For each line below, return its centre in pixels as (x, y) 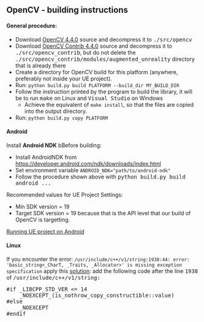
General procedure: (32, 25)
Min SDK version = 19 (42, 206)
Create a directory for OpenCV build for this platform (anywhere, (96, 72)
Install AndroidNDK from (46, 157)
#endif (16, 314)
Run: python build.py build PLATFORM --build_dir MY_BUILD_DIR (97, 85)
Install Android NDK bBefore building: (54, 145)
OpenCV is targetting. (43, 220)
